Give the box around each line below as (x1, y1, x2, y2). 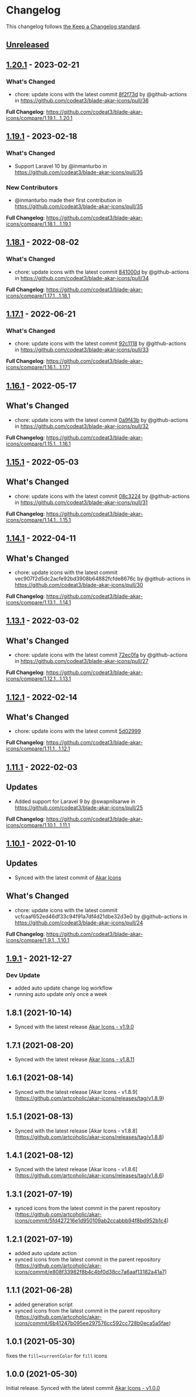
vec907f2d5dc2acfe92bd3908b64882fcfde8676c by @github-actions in (14, 575, 191, 582)
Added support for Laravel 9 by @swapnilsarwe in (14, 798, 136, 805)
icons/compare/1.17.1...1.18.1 (6, 292, 70, 299)
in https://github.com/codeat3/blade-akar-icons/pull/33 (14, 346, 149, 354)
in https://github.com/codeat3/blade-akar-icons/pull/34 (14, 274, 149, 281)
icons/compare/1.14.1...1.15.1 (6, 516, 71, 524)
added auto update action (14, 1249, 77, 1256)
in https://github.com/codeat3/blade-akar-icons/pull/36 (14, 97, 149, 104)
